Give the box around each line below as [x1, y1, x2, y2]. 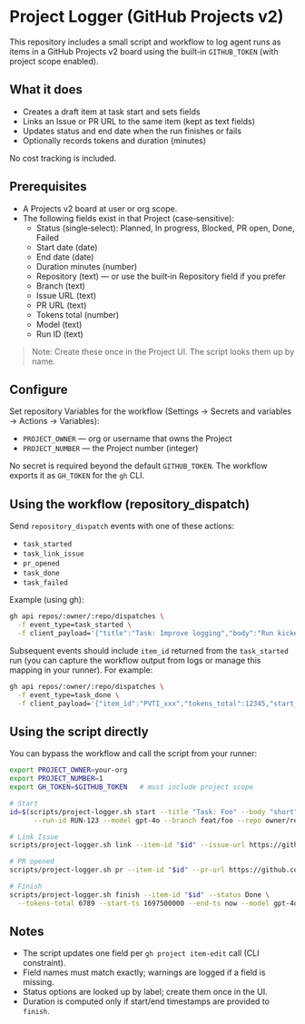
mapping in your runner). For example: [9, 665, 153, 675]
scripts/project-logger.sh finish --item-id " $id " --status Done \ [9, 890, 271, 900]
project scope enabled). [9, 55, 99, 66]
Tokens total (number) [35, 309, 120, 320]
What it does [9, 82, 84, 97]
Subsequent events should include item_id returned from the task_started [9, 645, 289, 655]
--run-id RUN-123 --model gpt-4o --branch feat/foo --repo [33, 815, 261, 825]
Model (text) [35, 319, 83, 330]
